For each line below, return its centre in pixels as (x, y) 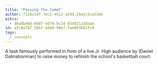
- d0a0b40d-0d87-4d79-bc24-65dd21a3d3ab (52, 23)
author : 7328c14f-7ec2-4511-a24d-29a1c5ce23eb (54, 14)
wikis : (12, 19)
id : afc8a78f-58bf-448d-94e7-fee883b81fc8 (50, 28)
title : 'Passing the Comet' (34, 10)
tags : (11, 32)
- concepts (21, 37)
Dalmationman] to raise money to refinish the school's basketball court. (78, 56)
